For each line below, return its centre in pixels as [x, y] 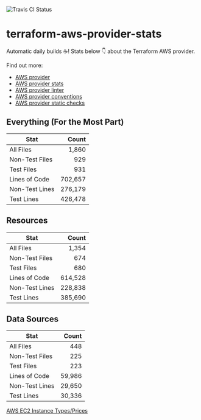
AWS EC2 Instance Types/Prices [47, 411]
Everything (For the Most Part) [65, 122]
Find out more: [25, 65]
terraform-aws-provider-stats [84, 34]
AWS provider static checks [50, 103]
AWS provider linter [40, 90]
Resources [27, 221]
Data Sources [33, 319]
